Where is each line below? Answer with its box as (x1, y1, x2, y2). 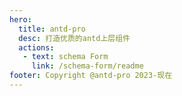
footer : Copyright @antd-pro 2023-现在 (9, 71, 173, 81)
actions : (18, 42, 55, 53)
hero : (9, 14, 32, 25)
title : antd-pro (18, 24, 86, 34)
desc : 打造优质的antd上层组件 (18, 33, 131, 43)
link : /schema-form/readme (31, 61, 144, 71)
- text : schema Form (22, 52, 109, 62)
